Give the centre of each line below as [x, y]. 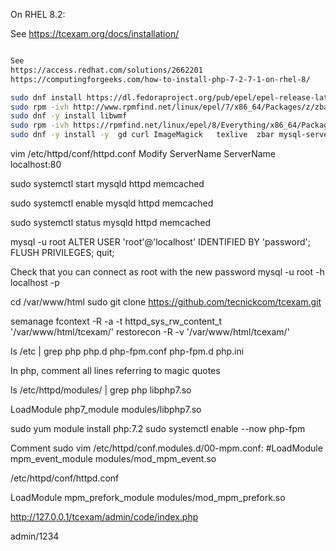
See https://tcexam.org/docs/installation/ [95, 33]
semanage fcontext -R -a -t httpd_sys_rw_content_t [116, 321]
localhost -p [35, 282]
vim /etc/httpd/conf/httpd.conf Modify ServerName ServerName [143, 153]
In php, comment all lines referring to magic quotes [115, 370]
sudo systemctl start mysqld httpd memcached [107, 183]
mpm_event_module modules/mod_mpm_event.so [113, 458]
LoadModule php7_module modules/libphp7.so [106, 409]
